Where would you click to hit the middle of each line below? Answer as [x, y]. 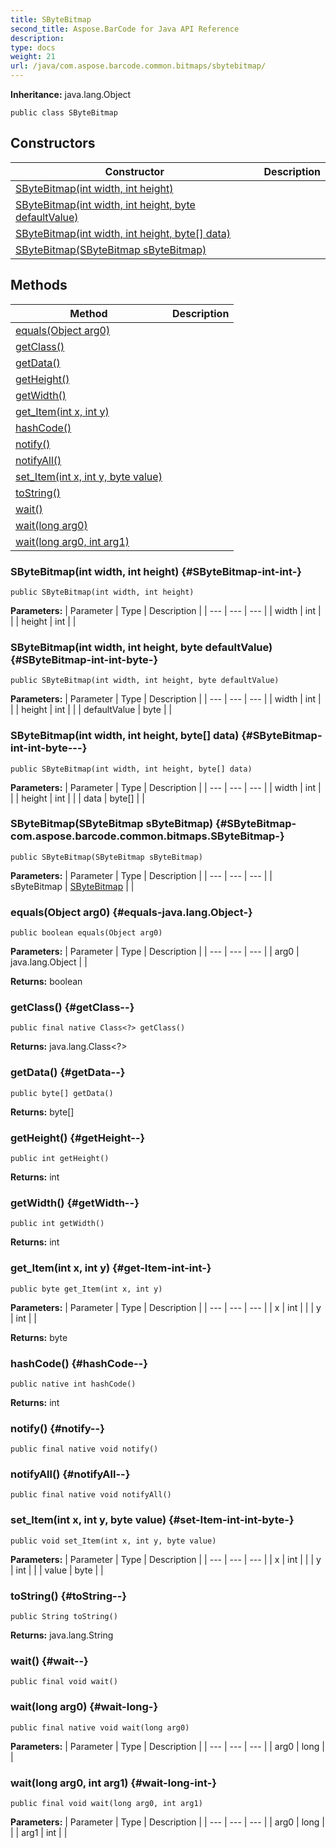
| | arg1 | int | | [39, 1832]
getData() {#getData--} [68, 1073]
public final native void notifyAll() [91, 1495]
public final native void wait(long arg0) [100, 1727]
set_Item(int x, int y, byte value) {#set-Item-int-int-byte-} [152, 1520]
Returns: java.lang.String [62, 1635]
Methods [39, 285]
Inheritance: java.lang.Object [71, 94]
